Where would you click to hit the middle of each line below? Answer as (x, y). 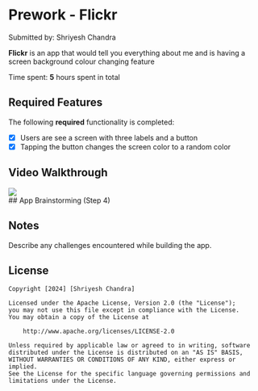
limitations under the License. (62, 381)
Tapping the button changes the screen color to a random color (125, 146)
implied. (23, 367)
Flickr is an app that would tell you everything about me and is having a (127, 53)
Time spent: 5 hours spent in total (64, 77)
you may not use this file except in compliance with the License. (124, 310)
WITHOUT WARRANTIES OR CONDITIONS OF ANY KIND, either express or (122, 360)
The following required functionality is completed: (92, 122)
